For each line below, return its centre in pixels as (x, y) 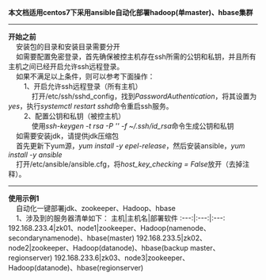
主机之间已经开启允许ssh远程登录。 (66, 66)
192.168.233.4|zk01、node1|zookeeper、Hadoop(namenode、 (110, 228)
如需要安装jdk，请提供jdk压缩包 (67, 136)
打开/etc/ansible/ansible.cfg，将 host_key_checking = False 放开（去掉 (129, 164)
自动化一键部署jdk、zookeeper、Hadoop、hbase (96, 208)
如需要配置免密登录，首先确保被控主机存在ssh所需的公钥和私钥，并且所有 (136, 56)
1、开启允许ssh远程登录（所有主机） (83, 86)
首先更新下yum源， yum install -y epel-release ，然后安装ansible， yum (130, 146)
